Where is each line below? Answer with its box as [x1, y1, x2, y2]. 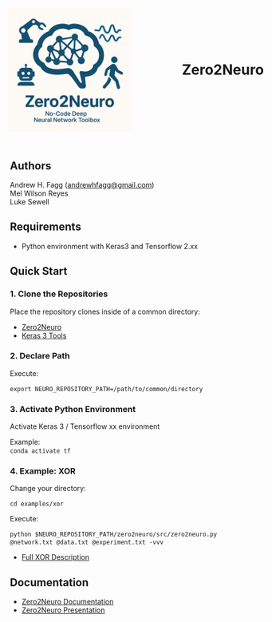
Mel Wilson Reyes [10, 188, 69, 198]
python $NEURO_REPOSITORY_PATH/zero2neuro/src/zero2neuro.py [10, 530, 218, 539]
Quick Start [10, 264, 68, 278]
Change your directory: [10, 484, 87, 493]
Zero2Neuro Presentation [21, 605, 105, 615]
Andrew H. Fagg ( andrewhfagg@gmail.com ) [10, 180, 155, 189]
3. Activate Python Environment [10, 403, 136, 414]
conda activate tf [10, 447, 71, 455]
